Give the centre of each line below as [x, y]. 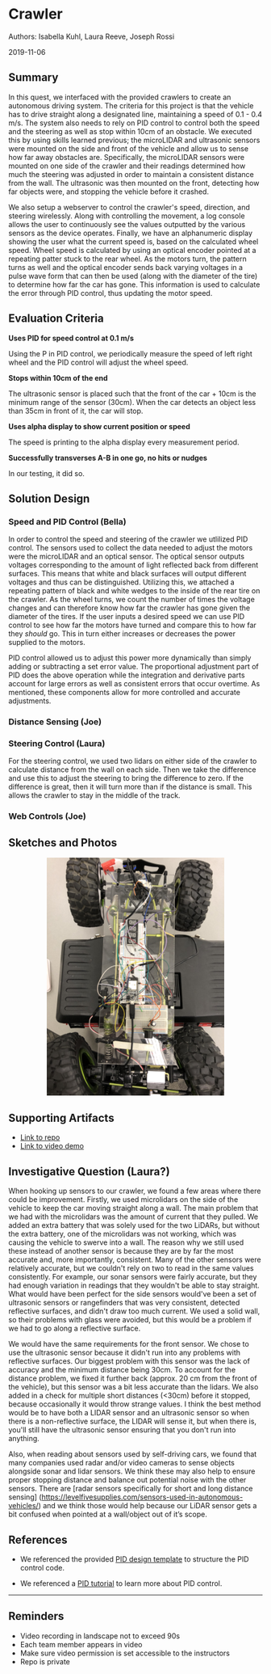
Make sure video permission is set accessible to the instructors [125, 1653]
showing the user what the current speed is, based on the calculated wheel [133, 241]
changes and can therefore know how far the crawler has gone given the [129, 608]
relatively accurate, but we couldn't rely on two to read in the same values [131, 1268]
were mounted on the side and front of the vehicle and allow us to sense [128, 148]
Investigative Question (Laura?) [90, 1172]
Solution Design [49, 498]
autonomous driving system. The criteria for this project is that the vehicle [131, 105]
